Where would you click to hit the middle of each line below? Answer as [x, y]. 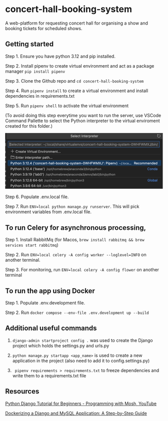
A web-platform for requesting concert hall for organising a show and [77, 23]
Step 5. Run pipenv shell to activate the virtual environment [67, 106]
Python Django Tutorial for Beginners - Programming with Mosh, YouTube [81, 403]
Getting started [29, 44]
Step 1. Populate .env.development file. [45, 303]
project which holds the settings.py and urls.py [61, 345]
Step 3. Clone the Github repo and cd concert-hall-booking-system [74, 81]
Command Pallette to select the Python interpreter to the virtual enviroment [82, 121]
